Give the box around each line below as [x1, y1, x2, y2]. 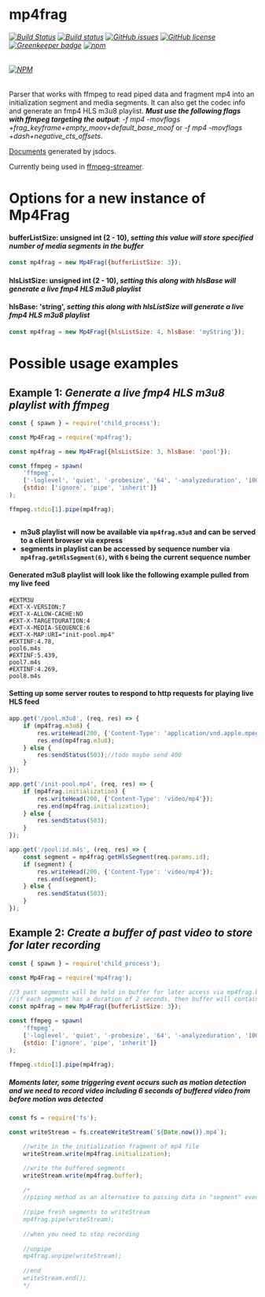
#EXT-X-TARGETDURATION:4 [9, 617, 90, 625]
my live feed [9, 578, 50, 589]
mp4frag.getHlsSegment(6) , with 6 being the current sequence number [20, 552, 251, 562]
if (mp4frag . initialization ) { [23, 787, 126, 795]
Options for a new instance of [9, 189, 206, 207]
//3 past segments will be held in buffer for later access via [9, 988, 224, 996]
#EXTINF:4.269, [9, 665, 59, 673]
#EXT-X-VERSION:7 [9, 603, 66, 611]
